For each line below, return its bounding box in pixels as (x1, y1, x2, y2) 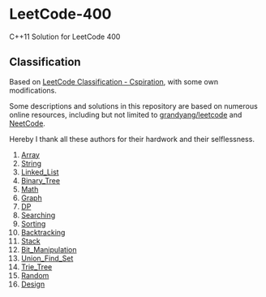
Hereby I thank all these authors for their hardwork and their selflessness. (9, 134, 255, 144)
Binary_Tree (20, 175, 60, 185)
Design (20, 279, 45, 289)
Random (20, 270, 49, 280)
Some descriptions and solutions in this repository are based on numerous (9, 101, 258, 110)
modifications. (9, 85, 58, 95)
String (20, 158, 42, 168)
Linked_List (20, 167, 59, 177)
